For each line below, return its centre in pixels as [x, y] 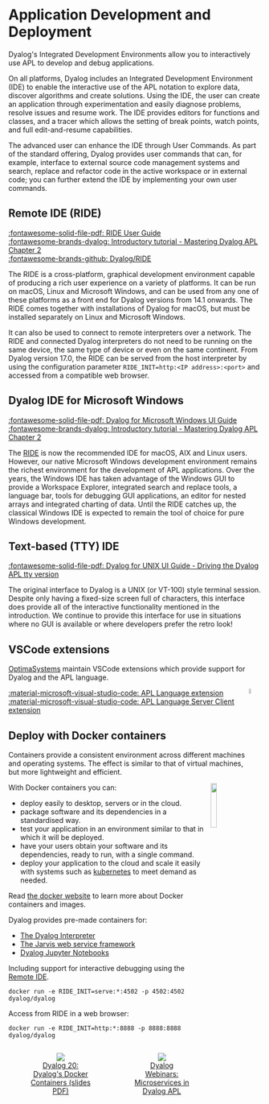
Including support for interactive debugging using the [96, 968]
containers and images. [47, 904]
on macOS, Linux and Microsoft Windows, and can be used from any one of [134, 291]
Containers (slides [61, 1082]
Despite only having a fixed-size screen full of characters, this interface [126, 598]
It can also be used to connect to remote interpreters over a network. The [130, 333]
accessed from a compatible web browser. [79, 375]
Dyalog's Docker [61, 1074]
